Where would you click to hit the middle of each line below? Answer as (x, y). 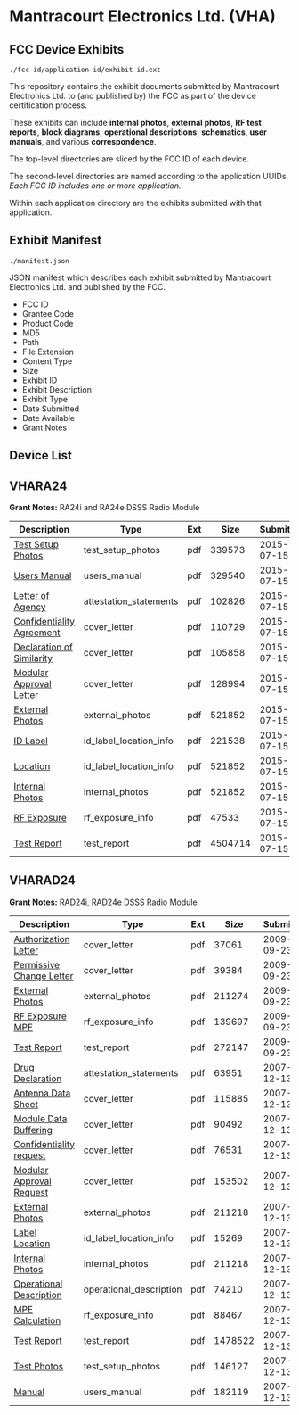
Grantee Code (48, 313)
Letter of (32, 596)
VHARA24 (38, 486)
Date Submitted (51, 409)
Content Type (47, 361)
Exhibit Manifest (56, 240)
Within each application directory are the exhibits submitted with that (136, 203)
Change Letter (44, 976)
